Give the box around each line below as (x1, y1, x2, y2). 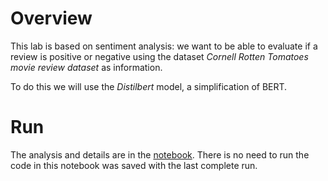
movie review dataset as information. (10, 61, 163, 73)
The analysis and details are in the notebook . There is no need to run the (10, 148, 310, 161)
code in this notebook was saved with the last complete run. (10, 159, 258, 171)
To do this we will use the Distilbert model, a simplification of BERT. (10, 80, 288, 92)
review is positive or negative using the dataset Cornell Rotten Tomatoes (10, 50, 309, 62)
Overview (10, 7, 93, 30)
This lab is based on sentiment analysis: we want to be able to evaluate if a (10, 40, 318, 52)
